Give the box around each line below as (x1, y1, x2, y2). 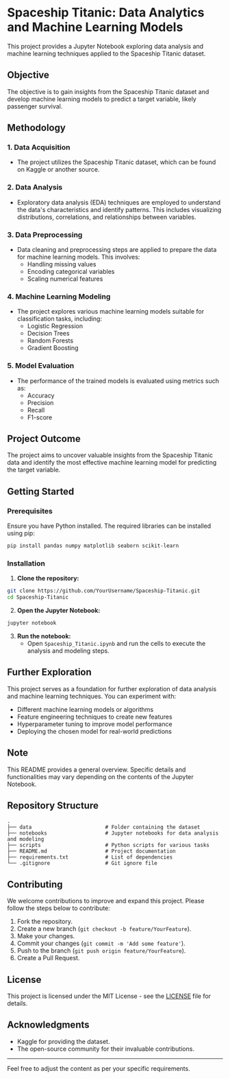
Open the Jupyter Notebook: (16, 606, 101, 615)
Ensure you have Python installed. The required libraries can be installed (7, 522, 212, 530)
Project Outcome (7, 433, 81, 445)
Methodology (7, 122, 66, 134)
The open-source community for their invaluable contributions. (16, 1045, 195, 1053)
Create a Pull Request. (16, 954, 80, 962)
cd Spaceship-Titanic (7, 594, 69, 601)
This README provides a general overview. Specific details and (7, 765, 186, 774)
